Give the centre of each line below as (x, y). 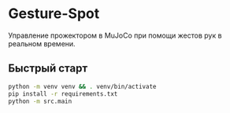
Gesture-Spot (54, 14)
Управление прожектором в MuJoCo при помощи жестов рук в (115, 35)
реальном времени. (42, 43)
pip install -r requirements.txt (63, 94)
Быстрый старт (48, 69)
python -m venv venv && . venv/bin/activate (82, 86)
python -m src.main (40, 101)
